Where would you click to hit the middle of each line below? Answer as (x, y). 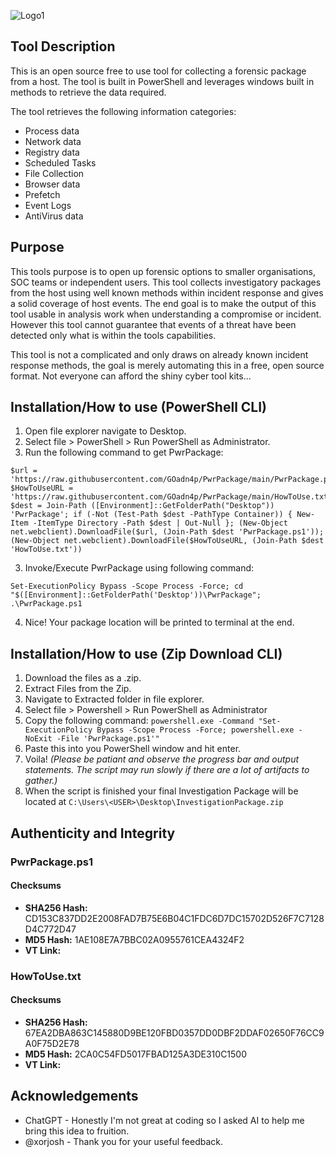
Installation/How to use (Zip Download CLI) (146, 653)
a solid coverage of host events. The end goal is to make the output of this (163, 303)
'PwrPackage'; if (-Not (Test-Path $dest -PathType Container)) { (151, 515)
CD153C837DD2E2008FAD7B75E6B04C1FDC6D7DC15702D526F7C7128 (174, 918)
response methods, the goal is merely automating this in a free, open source (167, 365)
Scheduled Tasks (60, 162)
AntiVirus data (54, 216)
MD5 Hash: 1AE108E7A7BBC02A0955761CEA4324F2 (134, 939)
